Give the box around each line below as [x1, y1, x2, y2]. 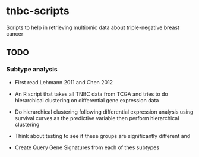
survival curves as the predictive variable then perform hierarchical [14, 114, 179, 121]
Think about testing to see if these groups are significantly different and [14, 132, 191, 139]
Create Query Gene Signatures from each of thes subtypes [14, 144, 159, 151]
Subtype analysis [6, 65, 58, 74]
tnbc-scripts [6, 4, 70, 18]
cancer [6, 30, 24, 37]
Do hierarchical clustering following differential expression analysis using [14, 108, 194, 115]
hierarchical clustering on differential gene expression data [14, 96, 159, 103]
